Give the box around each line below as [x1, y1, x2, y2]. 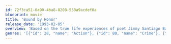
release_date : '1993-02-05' [5, 21, 65, 27]
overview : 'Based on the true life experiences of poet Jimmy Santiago [5, 26, 160, 31]
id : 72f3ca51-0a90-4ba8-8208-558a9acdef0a [5, 7, 97, 13]
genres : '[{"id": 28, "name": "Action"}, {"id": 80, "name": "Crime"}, [5, 31, 160, 36]
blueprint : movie [5, 12, 42, 17]
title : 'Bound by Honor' [5, 17, 58, 22]
